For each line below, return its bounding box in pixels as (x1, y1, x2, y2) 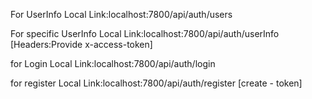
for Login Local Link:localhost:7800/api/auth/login (10, 58, 216, 69)
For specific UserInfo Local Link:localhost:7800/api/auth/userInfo (10, 28, 280, 39)
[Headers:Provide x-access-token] (10, 39, 153, 50)
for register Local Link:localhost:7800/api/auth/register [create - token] (10, 77, 303, 89)
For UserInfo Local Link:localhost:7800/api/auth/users (10, 9, 233, 20)
